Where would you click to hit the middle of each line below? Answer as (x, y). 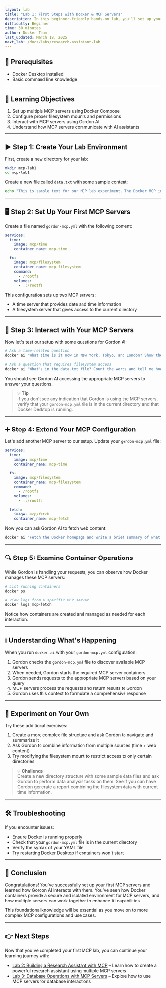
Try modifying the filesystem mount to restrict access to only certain (82, 756)
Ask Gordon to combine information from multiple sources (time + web (84, 746)
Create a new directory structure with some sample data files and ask (88, 776)
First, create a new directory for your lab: (47, 159)
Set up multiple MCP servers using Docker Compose (66, 111)
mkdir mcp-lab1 (21, 168)
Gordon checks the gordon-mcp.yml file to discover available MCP (79, 662)
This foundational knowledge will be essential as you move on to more (77, 910)
